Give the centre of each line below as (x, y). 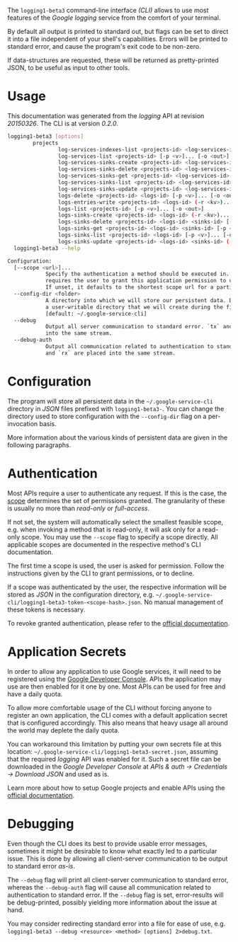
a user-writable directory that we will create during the (134, 307)
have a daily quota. (35, 694)
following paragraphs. (39, 444)
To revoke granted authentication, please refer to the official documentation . (119, 623)
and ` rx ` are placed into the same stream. (110, 353)
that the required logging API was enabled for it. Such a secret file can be (114, 759)
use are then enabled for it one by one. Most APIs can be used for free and (117, 687)
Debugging (41, 823)
